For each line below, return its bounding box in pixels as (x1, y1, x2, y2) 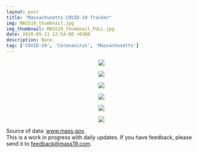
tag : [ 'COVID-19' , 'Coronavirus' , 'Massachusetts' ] (6, 43, 139, 49)
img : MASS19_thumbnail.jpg (6, 20, 74, 26)
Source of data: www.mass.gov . (6, 127, 86, 134)
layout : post (6, 8, 39, 15)
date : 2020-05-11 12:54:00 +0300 (6, 31, 91, 37)
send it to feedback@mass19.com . (6, 140, 92, 147)
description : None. (6, 37, 56, 43)
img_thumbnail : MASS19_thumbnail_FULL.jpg (6, 25, 115, 32)
